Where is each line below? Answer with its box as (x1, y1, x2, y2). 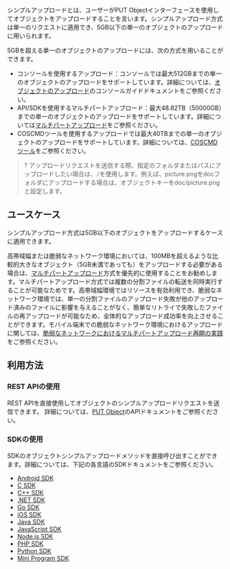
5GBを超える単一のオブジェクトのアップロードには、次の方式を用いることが (7, 47, 224, 54)
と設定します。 (23, 187, 67, 195)
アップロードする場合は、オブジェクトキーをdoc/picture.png (47, 178, 220, 187)
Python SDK (16, 546, 51, 555)
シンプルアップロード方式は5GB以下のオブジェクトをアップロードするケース (7, 229, 223, 237)
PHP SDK (16, 539, 44, 548)
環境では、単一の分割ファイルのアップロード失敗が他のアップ (36, 294, 211, 303)
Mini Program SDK (16, 554, 70, 562)
